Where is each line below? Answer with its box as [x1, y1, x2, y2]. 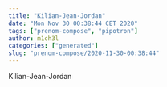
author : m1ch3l [8, 34, 59, 43]
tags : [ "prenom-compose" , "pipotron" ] [8, 27, 138, 35]
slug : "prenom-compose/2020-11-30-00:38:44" [8, 49, 160, 57]
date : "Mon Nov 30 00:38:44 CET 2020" [8, 19, 138, 27]
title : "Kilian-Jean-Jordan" [8, 11, 106, 20]
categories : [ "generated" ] [8, 42, 99, 50]
